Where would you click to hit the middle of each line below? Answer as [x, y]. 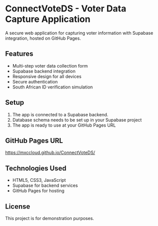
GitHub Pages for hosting [38, 191]
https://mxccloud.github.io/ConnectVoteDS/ [50, 152]
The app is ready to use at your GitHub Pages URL [64, 125]
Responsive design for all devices [47, 76]
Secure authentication [35, 81]
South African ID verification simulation [53, 87]
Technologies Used [36, 168]
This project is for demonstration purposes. [50, 218]
